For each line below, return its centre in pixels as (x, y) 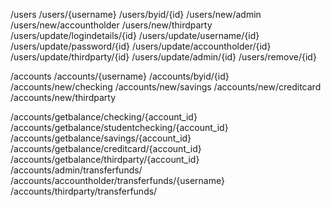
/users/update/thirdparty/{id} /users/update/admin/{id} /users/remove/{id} (163, 57)
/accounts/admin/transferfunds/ (76, 170)
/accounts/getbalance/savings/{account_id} (101, 138)
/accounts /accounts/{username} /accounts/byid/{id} (120, 76)
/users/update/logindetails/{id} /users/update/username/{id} (135, 35)
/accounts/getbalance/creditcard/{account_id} (106, 148)
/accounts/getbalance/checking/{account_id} (104, 117)
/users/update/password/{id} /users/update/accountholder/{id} (141, 46)
